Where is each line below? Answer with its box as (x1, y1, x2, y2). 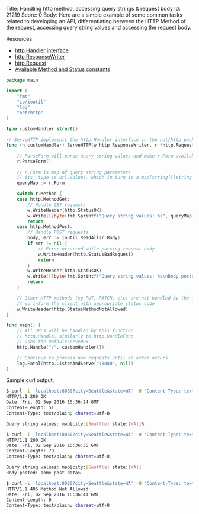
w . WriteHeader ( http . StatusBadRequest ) (37, 251, 134, 257)
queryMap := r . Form (17, 180, 65, 186)
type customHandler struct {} (6, 126, 78, 132)
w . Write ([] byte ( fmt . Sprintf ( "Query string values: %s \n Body (27, 274, 179, 280)
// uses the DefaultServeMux (17, 339, 89, 345)
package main (6, 77, 38, 83)
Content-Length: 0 (6, 497, 52, 503)
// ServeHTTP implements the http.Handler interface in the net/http (6, 137, 182, 143)
